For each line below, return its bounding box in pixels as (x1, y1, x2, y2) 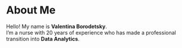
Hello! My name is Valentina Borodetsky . (6, 23, 107, 30)
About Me (6, 4, 56, 17)
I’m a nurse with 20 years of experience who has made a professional (6, 29, 176, 36)
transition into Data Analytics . (6, 35, 80, 42)
